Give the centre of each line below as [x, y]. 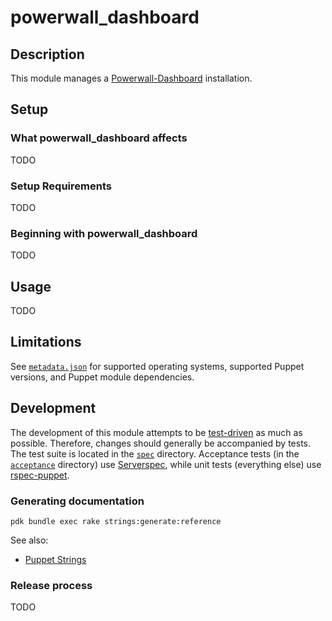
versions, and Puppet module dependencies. [102, 377]
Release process [51, 585]
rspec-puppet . [40, 475]
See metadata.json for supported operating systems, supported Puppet [157, 366]
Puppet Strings [55, 560]
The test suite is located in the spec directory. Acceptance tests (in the [155, 453]
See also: [29, 540]
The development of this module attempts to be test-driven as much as [156, 432]
